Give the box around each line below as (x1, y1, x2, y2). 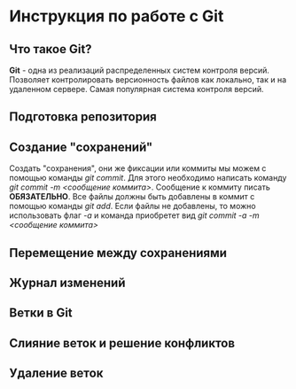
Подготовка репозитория (9, 109, 157, 125)
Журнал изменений (9, 275, 126, 290)
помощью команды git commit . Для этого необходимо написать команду (9, 173, 287, 183)
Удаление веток (9, 366, 104, 381)
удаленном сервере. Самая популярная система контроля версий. (9, 84, 264, 94)
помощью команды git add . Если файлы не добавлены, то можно (9, 201, 256, 212)
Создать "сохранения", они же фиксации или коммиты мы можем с (9, 163, 267, 174)
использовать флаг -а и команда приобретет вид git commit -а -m (9, 210, 260, 221)
